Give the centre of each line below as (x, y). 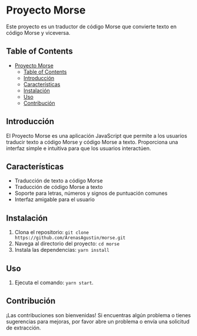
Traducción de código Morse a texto (59, 187)
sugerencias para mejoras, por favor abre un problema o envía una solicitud (98, 321)
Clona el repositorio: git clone (52, 232)
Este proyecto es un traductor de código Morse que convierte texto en (91, 26)
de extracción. (24, 328)
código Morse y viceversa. (38, 32)
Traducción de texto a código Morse (59, 181)
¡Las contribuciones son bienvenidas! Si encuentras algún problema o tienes (98, 315)
